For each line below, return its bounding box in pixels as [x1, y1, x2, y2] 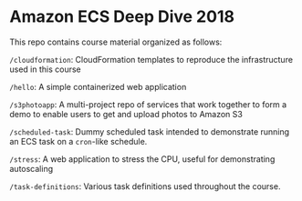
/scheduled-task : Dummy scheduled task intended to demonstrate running [9, 126, 290, 137]
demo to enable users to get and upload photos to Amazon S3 [9, 108, 244, 119]
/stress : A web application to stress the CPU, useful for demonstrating [9, 153, 276, 165]
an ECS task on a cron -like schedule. [9, 136, 148, 146]
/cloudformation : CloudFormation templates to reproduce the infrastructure [9, 54, 294, 65]
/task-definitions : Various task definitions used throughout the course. [9, 180, 281, 192]
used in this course [9, 64, 82, 75]
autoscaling [9, 163, 54, 174]
